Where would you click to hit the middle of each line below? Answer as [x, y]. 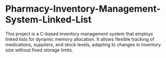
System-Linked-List [49, 20]
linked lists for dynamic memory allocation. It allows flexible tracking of [80, 39]
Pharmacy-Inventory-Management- [83, 9]
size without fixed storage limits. [39, 50]
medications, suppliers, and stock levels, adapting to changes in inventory [83, 44]
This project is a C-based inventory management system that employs [79, 34]
